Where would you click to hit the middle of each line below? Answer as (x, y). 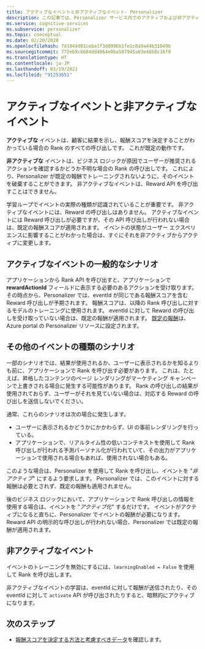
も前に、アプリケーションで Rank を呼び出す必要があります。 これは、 (95, 370)
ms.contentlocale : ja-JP (38, 63)
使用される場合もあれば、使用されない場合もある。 (106, 457)
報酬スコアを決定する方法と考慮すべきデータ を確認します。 (90, 640)
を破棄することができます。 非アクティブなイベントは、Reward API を (94, 184)
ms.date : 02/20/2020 (33, 40)
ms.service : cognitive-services (47, 23)
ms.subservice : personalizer (43, 29)
